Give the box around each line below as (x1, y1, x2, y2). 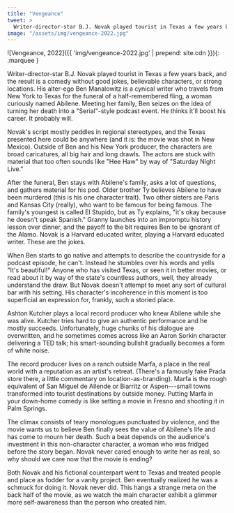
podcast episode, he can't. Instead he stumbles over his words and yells (7, 259, 214, 267)
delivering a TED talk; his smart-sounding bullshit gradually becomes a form (7, 339, 225, 348)
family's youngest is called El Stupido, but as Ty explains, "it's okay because (7, 208, 226, 216)
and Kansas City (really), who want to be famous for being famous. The (7, 200, 212, 209)
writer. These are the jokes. (7, 238, 86, 246)
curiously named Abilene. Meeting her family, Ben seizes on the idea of (7, 99, 212, 108)
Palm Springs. (7, 404, 47, 412)
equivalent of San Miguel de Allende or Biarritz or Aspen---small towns (7, 382, 211, 391)
